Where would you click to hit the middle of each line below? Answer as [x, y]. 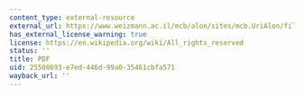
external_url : [36, 26]
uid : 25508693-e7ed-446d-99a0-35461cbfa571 [92, 68]
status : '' [30, 51]
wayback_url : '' [40, 76]
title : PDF [30, 59]
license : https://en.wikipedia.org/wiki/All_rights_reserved [127, 43]
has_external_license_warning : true [78, 34]
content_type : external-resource [72, 17]
